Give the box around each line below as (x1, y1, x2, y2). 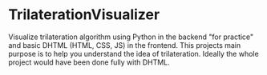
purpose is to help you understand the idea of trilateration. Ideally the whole (8, 49, 259, 58)
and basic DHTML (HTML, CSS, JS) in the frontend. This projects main (8, 40, 241, 49)
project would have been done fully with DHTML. (8, 57, 170, 67)
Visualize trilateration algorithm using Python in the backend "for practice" (8, 32, 254, 41)
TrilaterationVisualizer (8, 6, 160, 24)
